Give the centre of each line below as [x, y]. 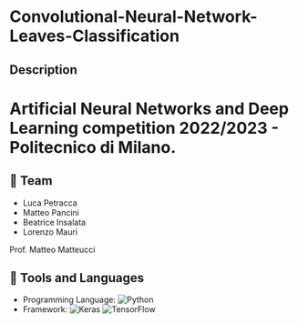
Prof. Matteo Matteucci [52, 249]
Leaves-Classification [95, 36]
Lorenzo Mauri [50, 232]
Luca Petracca [50, 203]
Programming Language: [69, 300]
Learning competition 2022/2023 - [144, 128]
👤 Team [31, 181]
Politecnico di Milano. [93, 147]
